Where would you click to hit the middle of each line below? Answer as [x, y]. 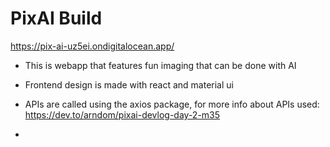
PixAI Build [56, 18]
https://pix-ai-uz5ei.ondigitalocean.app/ [92, 46]
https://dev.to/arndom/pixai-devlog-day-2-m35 [122, 114]
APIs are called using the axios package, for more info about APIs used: [172, 104]
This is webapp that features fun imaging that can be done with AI [160, 65]
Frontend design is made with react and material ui [129, 84]
